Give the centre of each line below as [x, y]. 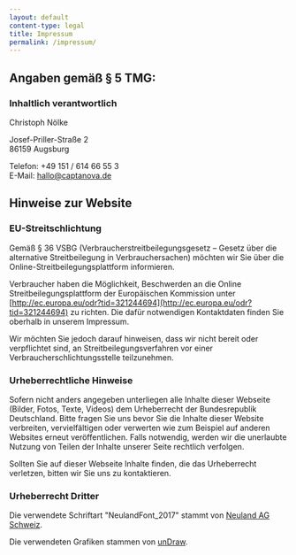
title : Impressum [41, 34]
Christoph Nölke [39, 122]
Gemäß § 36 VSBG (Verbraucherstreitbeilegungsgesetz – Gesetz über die [143, 248]
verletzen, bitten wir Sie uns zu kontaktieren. [90, 473]
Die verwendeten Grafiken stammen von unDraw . [99, 542]
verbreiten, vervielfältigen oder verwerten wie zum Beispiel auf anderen [140, 428]
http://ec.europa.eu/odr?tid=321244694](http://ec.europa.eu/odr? [132, 303]
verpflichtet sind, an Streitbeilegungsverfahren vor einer [111, 348]
